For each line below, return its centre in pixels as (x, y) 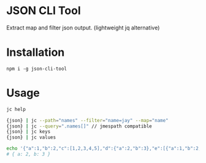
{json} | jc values (31, 138)
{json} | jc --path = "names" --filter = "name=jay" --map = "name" (87, 120)
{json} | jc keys (29, 132)
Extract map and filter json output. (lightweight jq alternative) (83, 28)
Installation (36, 52)
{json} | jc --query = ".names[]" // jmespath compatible (79, 126)
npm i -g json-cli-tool (37, 69)
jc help (16, 109)
